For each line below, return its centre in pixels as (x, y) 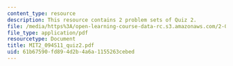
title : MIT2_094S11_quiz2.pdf (51, 45)
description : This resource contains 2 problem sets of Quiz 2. (102, 20)
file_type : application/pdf (48, 33)
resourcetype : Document (42, 39)
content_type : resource (42, 13)
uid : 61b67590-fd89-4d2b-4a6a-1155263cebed (71, 52)
